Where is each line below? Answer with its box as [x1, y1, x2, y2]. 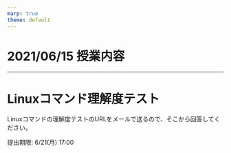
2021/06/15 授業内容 [7, 48, 125, 64]
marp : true [7, 10, 38, 17]
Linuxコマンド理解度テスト [7, 91, 160, 107]
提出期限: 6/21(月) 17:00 [7, 139, 74, 147]
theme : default [7, 17, 51, 23]
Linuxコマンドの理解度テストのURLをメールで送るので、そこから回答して [7, 115, 214, 123]
